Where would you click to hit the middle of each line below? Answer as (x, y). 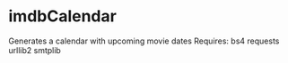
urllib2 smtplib (35, 50)
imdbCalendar (63, 16)
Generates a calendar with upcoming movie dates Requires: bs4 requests (144, 41)
